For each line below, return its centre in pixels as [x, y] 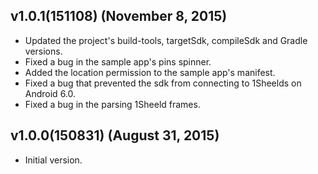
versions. [43, 51]
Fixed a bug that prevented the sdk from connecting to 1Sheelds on [163, 83]
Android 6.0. [50, 93]
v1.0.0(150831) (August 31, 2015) [115, 135]
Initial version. [53, 160]
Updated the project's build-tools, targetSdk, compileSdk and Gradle [166, 40]
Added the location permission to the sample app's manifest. [150, 72]
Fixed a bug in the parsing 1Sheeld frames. [112, 104]
